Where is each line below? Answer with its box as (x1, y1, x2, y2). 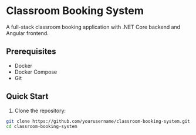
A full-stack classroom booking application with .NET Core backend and (6, 23, 181, 30)
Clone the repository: (14, 107, 66, 114)
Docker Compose (14, 68, 58, 75)
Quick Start (6, 92, 49, 102)
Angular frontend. (6, 29, 49, 36)
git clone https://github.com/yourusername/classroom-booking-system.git (6, 118, 191, 124)
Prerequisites (6, 47, 56, 57)
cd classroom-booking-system (6, 124, 77, 130)
